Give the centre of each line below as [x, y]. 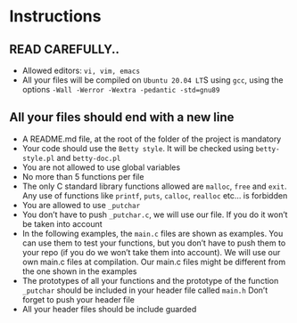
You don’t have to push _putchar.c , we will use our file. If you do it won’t [155, 214]
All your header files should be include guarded [109, 309]
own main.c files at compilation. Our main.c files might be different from [154, 262]
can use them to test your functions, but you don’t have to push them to [154, 243]
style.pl [38, 158]
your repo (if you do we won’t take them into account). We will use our [151, 252]
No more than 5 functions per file [83, 176]
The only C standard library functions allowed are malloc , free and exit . [154, 186]
